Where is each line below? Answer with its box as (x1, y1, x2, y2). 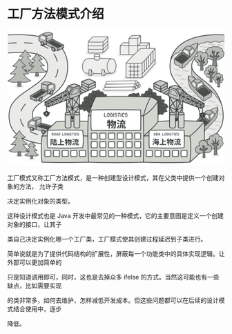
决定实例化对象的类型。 (7, 197, 74, 205)
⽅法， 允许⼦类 (19, 182, 64, 190)
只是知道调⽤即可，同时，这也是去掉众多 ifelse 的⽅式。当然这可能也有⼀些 (7, 273, 220, 281)
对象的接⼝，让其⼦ (7, 220, 62, 228)
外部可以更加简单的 (7, 258, 62, 266)
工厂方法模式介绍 (7, 6, 105, 22)
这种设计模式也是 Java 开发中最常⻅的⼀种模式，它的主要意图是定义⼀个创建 (7, 211, 224, 219)
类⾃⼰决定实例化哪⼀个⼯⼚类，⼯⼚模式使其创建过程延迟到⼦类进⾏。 (7, 235, 207, 243)
